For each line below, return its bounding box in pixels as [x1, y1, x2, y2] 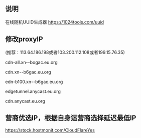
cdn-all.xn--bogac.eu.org [5, 59, 58, 65]
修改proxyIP [5, 35, 44, 43]
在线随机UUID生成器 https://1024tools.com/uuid [5, 19, 104, 25]
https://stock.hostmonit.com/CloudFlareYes [5, 127, 95, 133]
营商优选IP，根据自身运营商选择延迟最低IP [5, 114, 136, 122]
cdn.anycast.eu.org [5, 98, 45, 104]
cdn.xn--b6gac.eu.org [5, 69, 51, 75]
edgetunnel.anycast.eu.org [5, 88, 61, 94]
